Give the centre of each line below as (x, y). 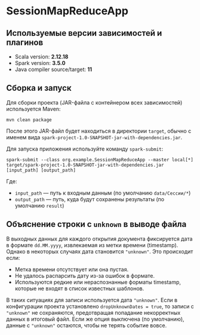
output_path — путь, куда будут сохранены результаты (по (90, 199)
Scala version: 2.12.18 (41, 57)
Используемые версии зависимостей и (84, 33)
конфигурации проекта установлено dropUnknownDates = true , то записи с (100, 306)
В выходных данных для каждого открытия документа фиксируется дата (99, 239)
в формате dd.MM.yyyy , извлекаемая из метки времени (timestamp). (92, 245)
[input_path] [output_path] (41, 170)
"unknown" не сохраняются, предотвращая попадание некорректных (93, 312)
